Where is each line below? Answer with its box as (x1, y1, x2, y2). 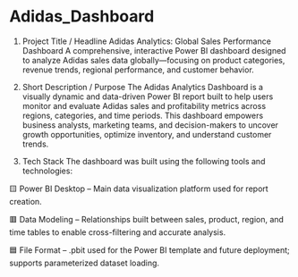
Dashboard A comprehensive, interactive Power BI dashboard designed (21, 45, 286, 55)
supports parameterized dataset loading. (9, 257, 159, 268)
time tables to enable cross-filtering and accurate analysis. (9, 226, 226, 238)
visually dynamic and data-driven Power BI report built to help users (21, 91, 274, 102)
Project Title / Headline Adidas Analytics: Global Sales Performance (21, 36, 271, 46)
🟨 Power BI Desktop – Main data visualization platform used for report (9, 183, 268, 194)
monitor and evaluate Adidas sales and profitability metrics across (21, 100, 267, 111)
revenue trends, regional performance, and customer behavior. (21, 64, 255, 75)
